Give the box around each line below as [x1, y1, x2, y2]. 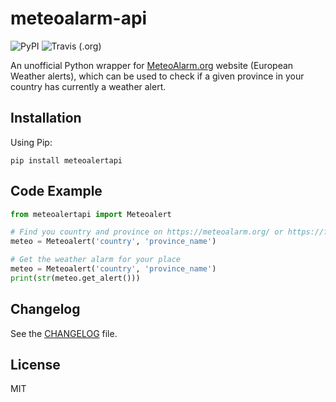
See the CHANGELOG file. [10, 327, 118, 339]
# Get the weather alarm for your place [10, 255, 182, 265]
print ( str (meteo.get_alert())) [10, 273, 141, 283]
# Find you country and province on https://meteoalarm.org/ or [10, 227, 284, 237]
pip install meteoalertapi [10, 155, 123, 166]
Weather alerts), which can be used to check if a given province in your [10, 70, 305, 82]
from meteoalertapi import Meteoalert [10, 209, 172, 219]
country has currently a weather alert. [10, 80, 167, 92]
